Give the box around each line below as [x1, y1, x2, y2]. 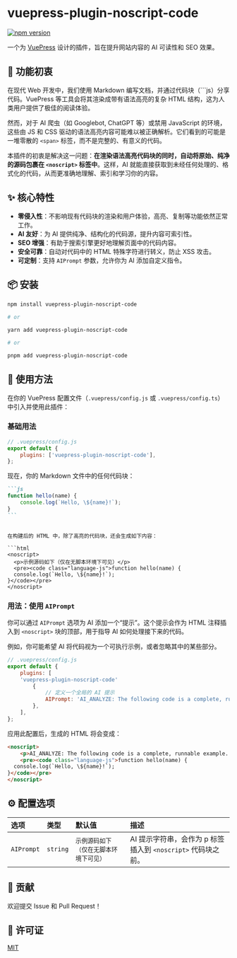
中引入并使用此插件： [7, 402, 69, 411]
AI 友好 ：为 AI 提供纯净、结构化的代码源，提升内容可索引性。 [17, 229, 196, 238]
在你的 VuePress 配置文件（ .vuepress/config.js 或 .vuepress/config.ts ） [7, 393, 224, 402]
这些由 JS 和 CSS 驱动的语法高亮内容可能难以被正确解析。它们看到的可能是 [7, 127, 226, 136]
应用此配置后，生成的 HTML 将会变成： [7, 729, 121, 737]
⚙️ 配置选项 [7, 797, 55, 809]
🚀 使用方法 [7, 374, 53, 386]
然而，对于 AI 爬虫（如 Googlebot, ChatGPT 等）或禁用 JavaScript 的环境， [7, 118, 226, 127]
